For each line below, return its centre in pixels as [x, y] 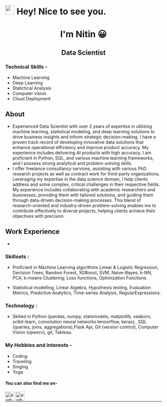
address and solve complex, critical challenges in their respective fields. [86, 184]
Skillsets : [17, 256]
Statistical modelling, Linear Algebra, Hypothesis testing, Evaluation [82, 287]
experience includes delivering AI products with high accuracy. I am [82, 153]
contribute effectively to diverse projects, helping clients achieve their [84, 211]
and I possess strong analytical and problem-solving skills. [72, 163]
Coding [20, 356]
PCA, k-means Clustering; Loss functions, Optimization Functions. [80, 278]
